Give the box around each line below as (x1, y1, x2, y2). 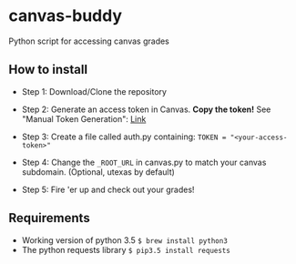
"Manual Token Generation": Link (21, 113, 147, 124)
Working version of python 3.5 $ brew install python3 (21, 234, 229, 246)
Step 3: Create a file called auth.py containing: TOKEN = (21, 131, 227, 142)
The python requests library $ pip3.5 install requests (21, 244, 231, 255)
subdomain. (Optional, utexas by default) (21, 166, 175, 178)
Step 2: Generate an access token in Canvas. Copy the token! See (21, 104, 271, 115)
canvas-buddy (8, 5, 123, 26)
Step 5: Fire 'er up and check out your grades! (21, 184, 195, 195)
